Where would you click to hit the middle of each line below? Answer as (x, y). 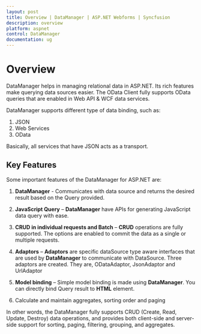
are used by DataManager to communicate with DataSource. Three (98, 258)
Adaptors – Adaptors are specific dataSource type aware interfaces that (105, 251)
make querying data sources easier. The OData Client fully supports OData (98, 92)
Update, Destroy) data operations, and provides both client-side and (91, 318)
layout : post (22, 12)
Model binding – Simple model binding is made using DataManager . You (105, 282)
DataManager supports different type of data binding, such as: (83, 110)
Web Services (32, 128)
